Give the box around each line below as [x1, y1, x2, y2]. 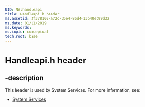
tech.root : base [5, 34, 38, 39]
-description [5, 74, 44, 82]
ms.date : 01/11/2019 [5, 20, 47, 26]
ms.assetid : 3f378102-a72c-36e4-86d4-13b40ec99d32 [5, 16, 110, 21]
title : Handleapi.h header [5, 12, 60, 16]
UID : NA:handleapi [5, 7, 42, 12]
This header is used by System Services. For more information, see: [5, 87, 141, 92]
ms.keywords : [5, 25, 32, 30]
